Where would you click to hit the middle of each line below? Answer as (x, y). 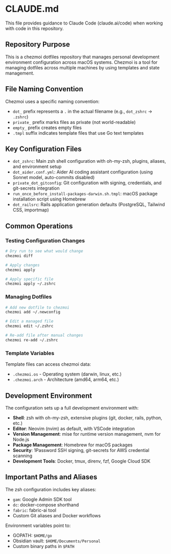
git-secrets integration (36, 188)
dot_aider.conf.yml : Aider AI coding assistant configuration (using (83, 172)
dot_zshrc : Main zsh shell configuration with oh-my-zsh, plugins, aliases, (89, 161)
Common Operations (39, 226)
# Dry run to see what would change (44, 251)
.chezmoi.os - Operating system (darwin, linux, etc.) (67, 374)
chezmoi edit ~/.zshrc (29, 326)
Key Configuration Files (43, 149)
